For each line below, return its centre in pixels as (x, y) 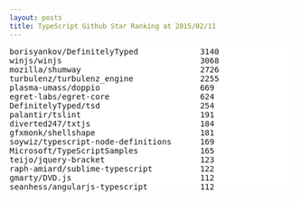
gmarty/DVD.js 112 (112, 178)
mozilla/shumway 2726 (114, 69)
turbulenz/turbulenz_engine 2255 (114, 78)
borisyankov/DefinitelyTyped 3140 (114, 51)
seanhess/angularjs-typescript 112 (112, 187)
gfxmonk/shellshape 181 (112, 132)
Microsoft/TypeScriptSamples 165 (112, 151)
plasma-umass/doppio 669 (112, 87)
